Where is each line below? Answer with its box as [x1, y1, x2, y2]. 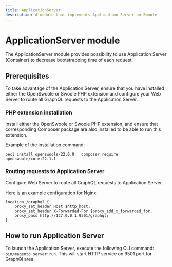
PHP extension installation [5, 109, 73, 116]
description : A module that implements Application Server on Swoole [5, 12, 158, 17]
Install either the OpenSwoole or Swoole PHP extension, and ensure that [5, 121, 158, 127]
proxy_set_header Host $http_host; [14, 204, 91, 209]
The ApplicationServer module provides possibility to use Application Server [5, 51, 167, 58]
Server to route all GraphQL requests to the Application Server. [5, 96, 138, 103]
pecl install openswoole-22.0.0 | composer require [5, 151, 118, 157]
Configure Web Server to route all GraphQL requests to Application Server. [5, 179, 163, 185]
